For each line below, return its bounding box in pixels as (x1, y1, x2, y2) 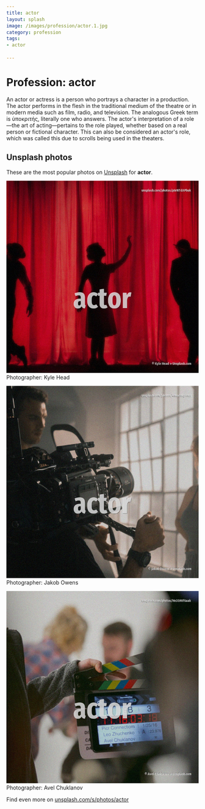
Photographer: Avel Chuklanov (6, 784, 84, 791)
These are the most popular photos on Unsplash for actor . (6, 168, 153, 176)
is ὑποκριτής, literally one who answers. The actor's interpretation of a (6, 115, 183, 122)
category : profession (6, 29, 62, 35)
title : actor (6, 10, 40, 16)
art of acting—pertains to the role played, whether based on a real (21, 121, 187, 129)
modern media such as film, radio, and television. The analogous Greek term (6, 109, 198, 116)
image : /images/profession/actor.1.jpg (6, 23, 108, 29)
